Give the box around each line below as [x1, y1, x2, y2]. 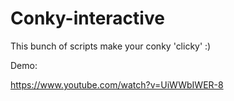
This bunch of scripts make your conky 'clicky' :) [10, 40, 212, 52]
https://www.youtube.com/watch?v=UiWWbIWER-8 [10, 78, 224, 91]
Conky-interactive [10, 7, 165, 30]
